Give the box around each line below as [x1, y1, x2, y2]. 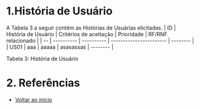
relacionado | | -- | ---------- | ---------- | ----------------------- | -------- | [6, 37, 195, 44]
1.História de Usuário [6, 4, 113, 18]
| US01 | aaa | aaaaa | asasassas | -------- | [6, 43, 114, 51]
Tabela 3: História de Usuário [6, 55, 78, 62]
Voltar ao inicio [14, 96, 52, 103]
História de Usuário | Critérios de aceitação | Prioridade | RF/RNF [6, 30, 167, 37]
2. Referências [6, 76, 80, 90]
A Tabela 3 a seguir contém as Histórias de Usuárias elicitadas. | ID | [6, 24, 176, 31]
